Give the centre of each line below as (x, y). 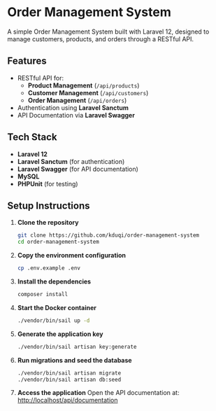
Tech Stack (32, 137)
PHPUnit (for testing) (48, 183)
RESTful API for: (41, 78)
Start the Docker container (57, 307)
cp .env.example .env (49, 268)
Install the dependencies (54, 281)
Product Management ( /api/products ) (84, 85)
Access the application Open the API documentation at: (98, 393)
